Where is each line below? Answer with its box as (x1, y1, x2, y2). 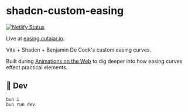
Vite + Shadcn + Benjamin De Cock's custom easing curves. (6, 46, 152, 53)
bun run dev (6, 101, 35, 107)
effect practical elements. (6, 63, 68, 71)
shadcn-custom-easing (6, 4, 124, 18)
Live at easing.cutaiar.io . (6, 35, 65, 42)
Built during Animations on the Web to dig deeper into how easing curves (6, 57, 183, 65)
